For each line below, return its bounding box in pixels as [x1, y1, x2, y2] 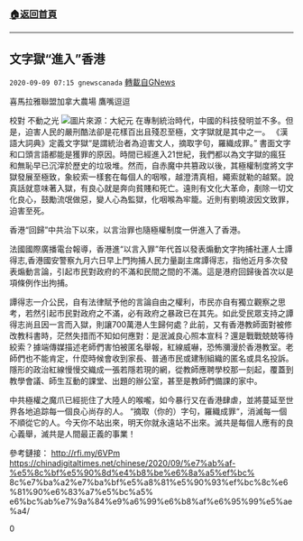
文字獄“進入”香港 [9, 51, 106, 67]
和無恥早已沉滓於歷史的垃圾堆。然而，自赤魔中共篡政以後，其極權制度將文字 [9, 160, 294, 171]
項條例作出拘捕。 [9, 278, 73, 289]
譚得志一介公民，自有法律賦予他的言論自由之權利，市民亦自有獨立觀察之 [9, 297, 278, 307]
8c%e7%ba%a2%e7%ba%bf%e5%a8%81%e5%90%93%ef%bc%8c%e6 [9, 477, 289, 488]
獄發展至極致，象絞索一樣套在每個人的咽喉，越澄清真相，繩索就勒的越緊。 [9, 171, 286, 182]
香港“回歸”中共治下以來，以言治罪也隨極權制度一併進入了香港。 [9, 225, 246, 235]
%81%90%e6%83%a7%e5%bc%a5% [9, 487, 153, 498]
